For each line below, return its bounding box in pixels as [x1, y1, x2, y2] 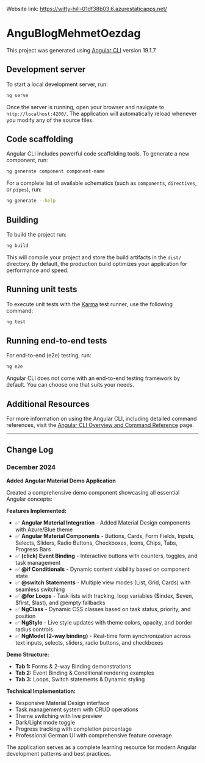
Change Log [6, 445, 54, 455]
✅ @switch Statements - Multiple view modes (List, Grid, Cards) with [15, 579, 191, 586]
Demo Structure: [6, 651, 50, 658]
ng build [6, 243, 29, 249]
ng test [6, 318, 26, 325]
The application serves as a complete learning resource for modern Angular [6, 743, 197, 751]
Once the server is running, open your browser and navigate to [6, 103, 165, 110]
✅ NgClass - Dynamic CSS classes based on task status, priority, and [15, 605, 191, 612]
